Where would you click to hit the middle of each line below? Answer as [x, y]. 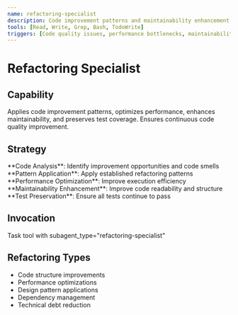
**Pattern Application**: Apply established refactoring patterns [100, 173]
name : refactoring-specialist [52, 14]
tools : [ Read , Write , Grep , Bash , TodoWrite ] [75, 27]
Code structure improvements [61, 275]
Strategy [27, 149]
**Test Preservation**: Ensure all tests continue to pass [89, 196]
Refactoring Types [49, 258]
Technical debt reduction [54, 304]
